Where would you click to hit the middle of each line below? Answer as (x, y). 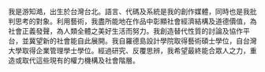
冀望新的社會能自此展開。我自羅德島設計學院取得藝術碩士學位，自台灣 (143, 41)
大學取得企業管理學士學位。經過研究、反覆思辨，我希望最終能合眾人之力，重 (132, 50)
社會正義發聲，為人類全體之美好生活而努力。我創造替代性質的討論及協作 (125, 31)
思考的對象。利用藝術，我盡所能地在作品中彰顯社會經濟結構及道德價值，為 (136, 21)
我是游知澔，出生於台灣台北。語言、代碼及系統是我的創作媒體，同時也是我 (129, 11)
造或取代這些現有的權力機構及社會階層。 (74, 60)
